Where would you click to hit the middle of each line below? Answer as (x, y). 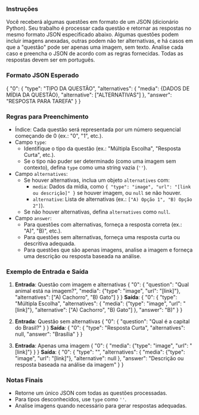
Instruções (22, 9)
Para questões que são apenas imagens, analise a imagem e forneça (108, 250)
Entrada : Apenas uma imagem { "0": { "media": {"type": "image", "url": (102, 346)
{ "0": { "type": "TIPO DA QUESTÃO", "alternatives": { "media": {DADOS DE (98, 88)
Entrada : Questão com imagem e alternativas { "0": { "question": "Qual (102, 284)
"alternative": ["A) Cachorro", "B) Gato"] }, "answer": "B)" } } (109, 310)
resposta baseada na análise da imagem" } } (69, 365)
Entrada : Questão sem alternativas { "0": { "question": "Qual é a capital (102, 321)
